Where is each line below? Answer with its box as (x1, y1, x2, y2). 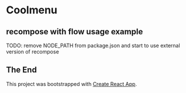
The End (6, 65, 37, 75)
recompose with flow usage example (6, 27, 143, 37)
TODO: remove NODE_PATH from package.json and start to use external (6, 42, 180, 49)
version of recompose (6, 48, 60, 55)
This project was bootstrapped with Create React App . (6, 80, 137, 87)
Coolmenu (6, 3, 57, 17)
